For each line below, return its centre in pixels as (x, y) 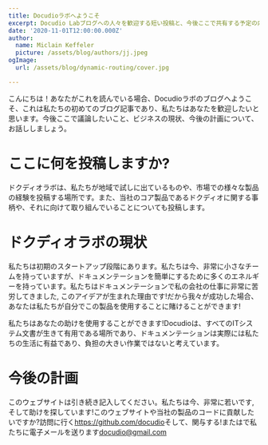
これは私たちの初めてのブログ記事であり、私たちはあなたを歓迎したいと (141, 108)
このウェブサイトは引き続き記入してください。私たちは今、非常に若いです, (131, 402)
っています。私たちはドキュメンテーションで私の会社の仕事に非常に (140, 286)
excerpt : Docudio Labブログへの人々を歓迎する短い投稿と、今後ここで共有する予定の (133, 23)
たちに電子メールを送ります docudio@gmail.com (88, 431)
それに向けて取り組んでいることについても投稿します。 (119, 207)
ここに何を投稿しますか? (89, 163)
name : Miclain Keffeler (55, 46)
